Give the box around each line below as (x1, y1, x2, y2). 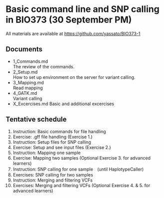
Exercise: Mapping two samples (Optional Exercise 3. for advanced (12, 155, 151, 161)
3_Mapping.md (12, 79, 44, 85)
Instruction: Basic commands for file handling (12, 128, 106, 134)
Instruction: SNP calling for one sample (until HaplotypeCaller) (12, 166, 144, 172)
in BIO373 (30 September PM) (5, 14, 132, 25)
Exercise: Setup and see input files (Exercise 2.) (12, 144, 111, 150)
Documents (5, 45, 43, 53)
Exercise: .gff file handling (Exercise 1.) (12, 134, 93, 140)
